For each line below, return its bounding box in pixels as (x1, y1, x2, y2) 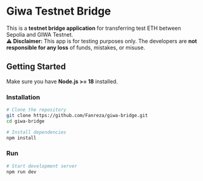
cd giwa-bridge (6, 118, 45, 124)
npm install (6, 135, 36, 141)
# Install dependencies (6, 129, 67, 135)
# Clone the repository (6, 107, 67, 113)
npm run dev (6, 169, 36, 175)
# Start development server (6, 163, 78, 169)
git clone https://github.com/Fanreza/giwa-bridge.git (6, 112, 148, 118)
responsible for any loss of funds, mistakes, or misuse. (6, 44, 145, 51)
